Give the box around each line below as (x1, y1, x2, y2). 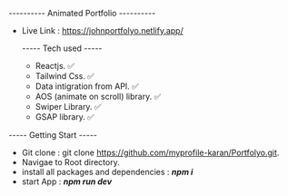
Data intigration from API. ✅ (35, 81, 139, 92)
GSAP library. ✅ (35, 112, 94, 122)
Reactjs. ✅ (35, 61, 74, 71)
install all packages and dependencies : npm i (21, 167, 194, 177)
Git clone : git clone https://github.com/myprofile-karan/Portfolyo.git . (21, 147, 280, 158)
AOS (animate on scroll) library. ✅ (35, 91, 161, 102)
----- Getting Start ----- (8, 130, 97, 140)
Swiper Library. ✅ (35, 102, 102, 112)
